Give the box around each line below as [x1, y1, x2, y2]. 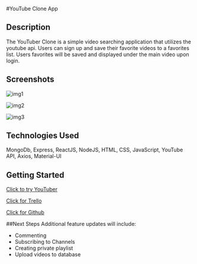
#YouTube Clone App [6, 5, 58, 12]
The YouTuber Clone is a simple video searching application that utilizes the [6, 38, 192, 45]
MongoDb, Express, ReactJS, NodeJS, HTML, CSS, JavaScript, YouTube [6, 146, 183, 154]
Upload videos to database [14, 251, 81, 258]
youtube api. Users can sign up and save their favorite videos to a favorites [6, 44, 190, 51]
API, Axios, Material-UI [6, 153, 62, 160]
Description [6, 22, 50, 32]
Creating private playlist [14, 244, 73, 252]
